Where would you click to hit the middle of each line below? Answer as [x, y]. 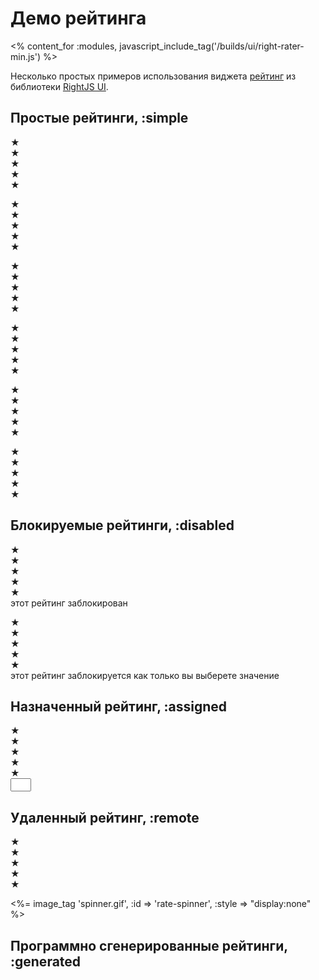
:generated [46, 961]
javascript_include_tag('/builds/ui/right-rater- [212, 46]
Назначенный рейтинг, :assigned [119, 706]
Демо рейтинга [78, 18]
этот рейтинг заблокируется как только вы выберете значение [145, 675]
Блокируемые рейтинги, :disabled [122, 525]
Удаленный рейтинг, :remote [105, 817]
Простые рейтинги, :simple [99, 118]
